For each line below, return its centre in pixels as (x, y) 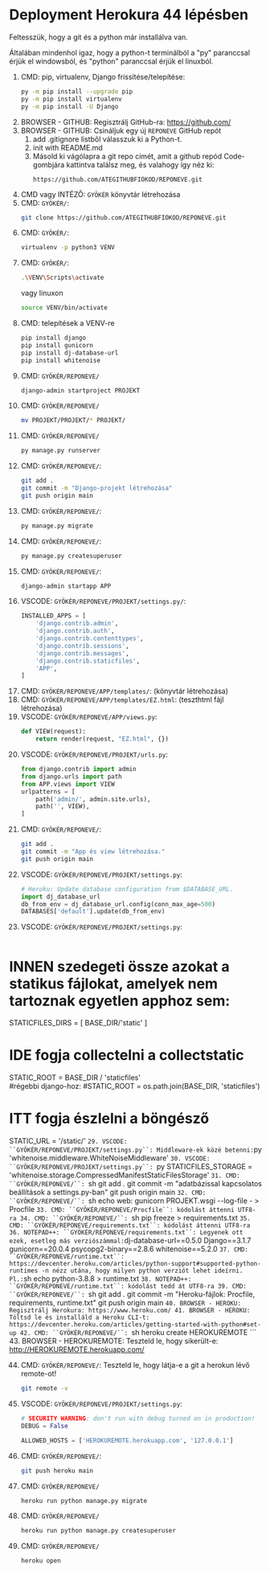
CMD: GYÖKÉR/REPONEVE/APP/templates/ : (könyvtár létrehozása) (124, 691)
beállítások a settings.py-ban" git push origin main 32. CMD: (108, 1193)
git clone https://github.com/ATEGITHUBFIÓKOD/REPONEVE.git (123, 218)
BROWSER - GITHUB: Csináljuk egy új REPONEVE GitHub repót (121, 130)
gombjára (49, 164)
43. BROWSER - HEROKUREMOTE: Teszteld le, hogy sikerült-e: (114, 1341)
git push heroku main (57, 1470)
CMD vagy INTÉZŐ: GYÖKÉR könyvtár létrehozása (100, 194)
